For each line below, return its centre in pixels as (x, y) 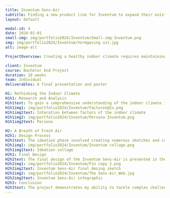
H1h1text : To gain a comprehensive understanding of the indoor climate (83, 103)
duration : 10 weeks (26, 75)
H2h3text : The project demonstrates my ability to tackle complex (77, 187)
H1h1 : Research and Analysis (36, 98)
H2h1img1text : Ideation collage (39, 150)
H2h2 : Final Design (26, 154)
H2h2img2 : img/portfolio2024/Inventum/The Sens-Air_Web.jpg (70, 173)
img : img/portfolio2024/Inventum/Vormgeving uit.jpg (62, 43)
